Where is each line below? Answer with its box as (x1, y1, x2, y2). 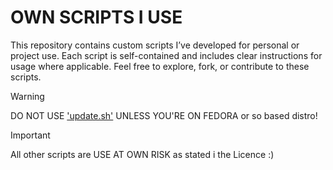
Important (10, 129, 51, 141)
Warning (10, 90, 45, 102)
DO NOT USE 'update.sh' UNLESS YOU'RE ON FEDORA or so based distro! (10, 109, 318, 121)
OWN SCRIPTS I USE (10, 6, 183, 29)
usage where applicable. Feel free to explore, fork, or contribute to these (10, 60, 310, 72)
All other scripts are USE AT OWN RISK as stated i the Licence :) (10, 148, 275, 160)
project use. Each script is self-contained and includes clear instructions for (10, 49, 323, 61)
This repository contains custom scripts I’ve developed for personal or (10, 39, 300, 51)
